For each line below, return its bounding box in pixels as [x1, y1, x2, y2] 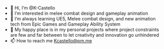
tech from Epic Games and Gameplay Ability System [10, 21, 120, 27]
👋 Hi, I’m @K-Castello [10, 5, 55, 11]
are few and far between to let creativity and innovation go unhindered [10, 32, 159, 38]
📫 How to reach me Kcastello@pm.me [10, 38, 92, 43]
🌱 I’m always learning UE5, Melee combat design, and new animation [10, 16, 156, 21]
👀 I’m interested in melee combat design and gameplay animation [10, 10, 149, 16]
